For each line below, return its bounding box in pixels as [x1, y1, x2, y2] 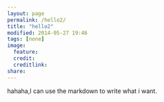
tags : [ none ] [7, 36, 45, 43]
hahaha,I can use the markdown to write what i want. [7, 87, 157, 95]
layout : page [7, 10, 45, 17]
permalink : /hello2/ [7, 17, 67, 23]
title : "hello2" [7, 23, 54, 30]
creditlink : [13, 61, 48, 68]
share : [7, 68, 26, 74]
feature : [13, 49, 39, 56]
